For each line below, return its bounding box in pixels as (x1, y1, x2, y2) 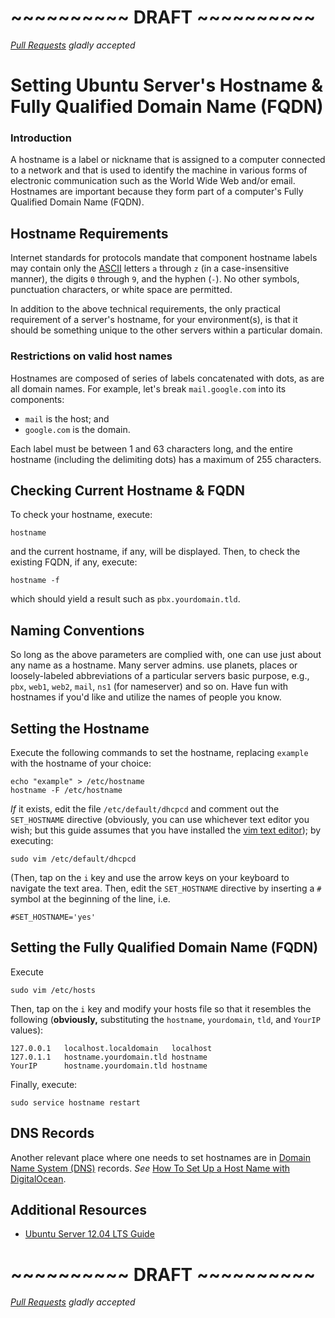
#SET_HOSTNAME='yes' (10, 912, 97, 922)
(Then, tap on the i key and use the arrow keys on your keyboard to (10, 871, 290, 883)
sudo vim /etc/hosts (10, 985, 97, 995)
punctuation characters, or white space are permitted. (10, 284, 233, 296)
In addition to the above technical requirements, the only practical (10, 303, 281, 315)
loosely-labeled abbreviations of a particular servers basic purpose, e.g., (10, 670, 310, 682)
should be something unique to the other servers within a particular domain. (10, 324, 323, 336)
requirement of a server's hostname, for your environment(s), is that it (10, 314, 298, 326)
